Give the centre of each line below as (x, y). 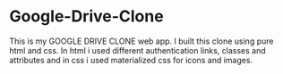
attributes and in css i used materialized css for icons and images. (131, 60)
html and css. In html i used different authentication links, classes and (137, 50)
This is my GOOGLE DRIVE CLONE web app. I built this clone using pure (141, 41)
